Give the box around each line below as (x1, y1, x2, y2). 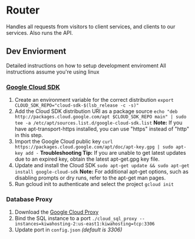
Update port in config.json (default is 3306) (14, 226, 123, 233)
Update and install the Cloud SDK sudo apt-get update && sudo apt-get (14, 162, 190, 169)
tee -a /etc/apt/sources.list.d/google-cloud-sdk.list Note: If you (14, 119, 183, 127)
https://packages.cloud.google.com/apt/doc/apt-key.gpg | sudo (14, 144, 174, 150)
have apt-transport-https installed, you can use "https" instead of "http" (14, 125, 190, 132)
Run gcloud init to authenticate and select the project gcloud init (14, 181, 174, 188)
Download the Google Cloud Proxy (14, 208, 99, 215)
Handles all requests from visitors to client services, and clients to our (6, 23, 176, 30)
